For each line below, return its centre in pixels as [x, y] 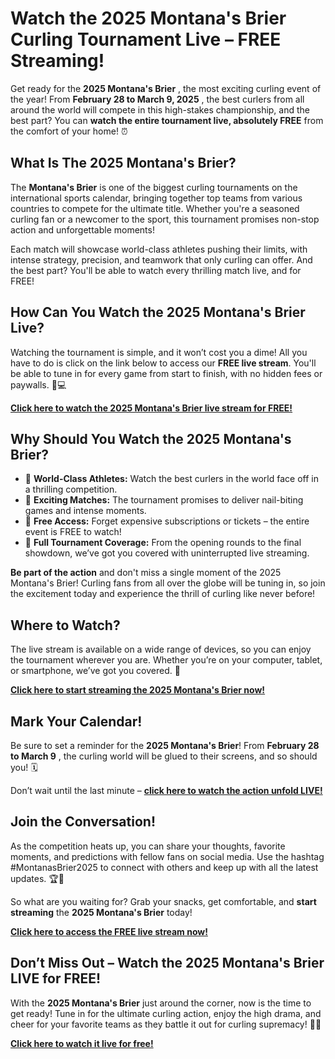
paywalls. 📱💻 [38, 384]
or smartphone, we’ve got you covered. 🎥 [95, 671]
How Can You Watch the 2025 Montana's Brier [158, 312]
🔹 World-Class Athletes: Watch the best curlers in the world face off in [171, 479]
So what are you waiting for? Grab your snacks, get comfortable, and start [163, 901]
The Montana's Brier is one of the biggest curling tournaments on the [154, 187]
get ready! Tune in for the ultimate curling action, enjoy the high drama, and [166, 1013]
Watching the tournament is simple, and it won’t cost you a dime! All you [159, 352]
